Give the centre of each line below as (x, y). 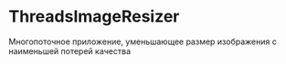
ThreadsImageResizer (94, 17)
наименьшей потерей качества (70, 50)
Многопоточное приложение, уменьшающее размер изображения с (143, 41)
